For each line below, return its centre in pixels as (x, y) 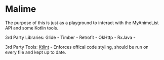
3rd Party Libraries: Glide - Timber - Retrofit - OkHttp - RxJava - (70, 37)
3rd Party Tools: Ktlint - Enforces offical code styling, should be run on (77, 47)
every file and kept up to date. (36, 52)
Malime (20, 9)
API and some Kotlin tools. (32, 28)
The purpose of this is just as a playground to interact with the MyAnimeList (82, 23)
